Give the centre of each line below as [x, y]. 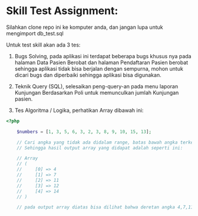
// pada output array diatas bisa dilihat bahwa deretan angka [96, 207]
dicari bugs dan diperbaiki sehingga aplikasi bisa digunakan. [88, 75]
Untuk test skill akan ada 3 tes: [43, 45]
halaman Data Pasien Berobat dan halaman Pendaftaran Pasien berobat [101, 62]
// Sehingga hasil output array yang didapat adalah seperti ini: [100, 148]
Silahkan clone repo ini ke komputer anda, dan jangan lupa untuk [85, 27]
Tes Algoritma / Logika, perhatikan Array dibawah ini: [79, 110]
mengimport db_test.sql [35, 33]
